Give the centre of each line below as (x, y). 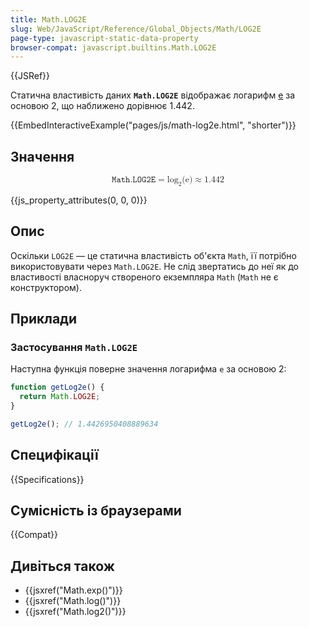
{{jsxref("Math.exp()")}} (73, 590)
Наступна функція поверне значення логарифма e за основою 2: (148, 369)
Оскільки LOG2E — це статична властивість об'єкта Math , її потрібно (153, 255)
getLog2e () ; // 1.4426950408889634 (84, 424)
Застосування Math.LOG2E (74, 347)
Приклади (44, 319)
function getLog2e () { (57, 387)
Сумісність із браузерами (96, 511)
